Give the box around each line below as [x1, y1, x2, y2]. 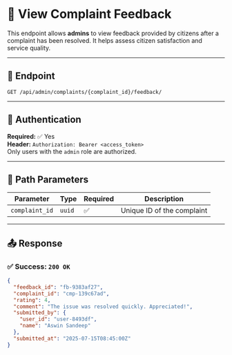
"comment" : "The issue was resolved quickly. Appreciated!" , [13, 303, 193, 310]
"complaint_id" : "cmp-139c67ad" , [13, 290, 110, 297]
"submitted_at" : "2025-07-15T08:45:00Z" [13, 335, 131, 342]
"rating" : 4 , [13, 296, 51, 303]
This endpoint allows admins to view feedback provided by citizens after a [7, 29, 220, 37]
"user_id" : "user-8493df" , [19, 316, 97, 323]
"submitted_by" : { [13, 309, 67, 316]
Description [144, 194, 184, 204]
